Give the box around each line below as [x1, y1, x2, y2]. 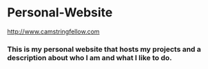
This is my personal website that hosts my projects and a [7, 44, 202, 54]
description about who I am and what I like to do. [7, 53, 172, 62]
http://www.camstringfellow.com [7, 27, 100, 36]
